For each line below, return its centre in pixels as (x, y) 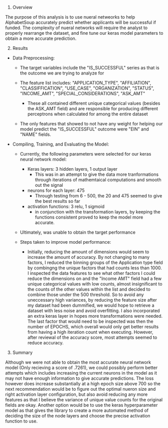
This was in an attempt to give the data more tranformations (97, 174)
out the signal (49, 185)
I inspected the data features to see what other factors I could (91, 273)
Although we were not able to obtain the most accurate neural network (78, 362)
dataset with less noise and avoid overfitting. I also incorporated (94, 311)
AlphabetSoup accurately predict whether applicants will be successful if (81, 22)
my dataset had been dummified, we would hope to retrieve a (91, 305)
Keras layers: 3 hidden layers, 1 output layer (72, 169)
